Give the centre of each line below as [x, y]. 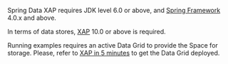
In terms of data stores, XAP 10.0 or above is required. [87, 32]
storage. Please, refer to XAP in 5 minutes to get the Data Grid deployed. [114, 53]
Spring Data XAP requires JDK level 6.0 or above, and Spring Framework [114, 10]
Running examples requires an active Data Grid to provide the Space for [113, 45]
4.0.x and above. [32, 18]
